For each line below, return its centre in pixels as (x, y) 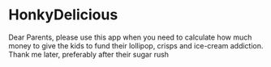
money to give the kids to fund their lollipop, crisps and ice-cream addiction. (136, 45)
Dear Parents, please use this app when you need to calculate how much (130, 37)
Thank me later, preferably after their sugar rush (88, 54)
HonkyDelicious (63, 15)
